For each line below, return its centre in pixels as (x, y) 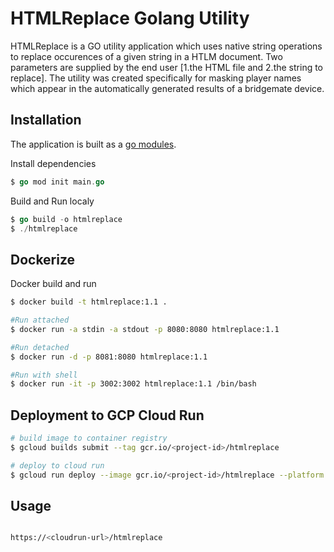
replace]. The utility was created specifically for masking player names (156, 78)
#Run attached (40, 320)
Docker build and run (53, 284)
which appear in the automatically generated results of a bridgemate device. (167, 88)
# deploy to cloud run (57, 465)
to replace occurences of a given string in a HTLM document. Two (146, 56)
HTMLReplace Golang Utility (130, 18)
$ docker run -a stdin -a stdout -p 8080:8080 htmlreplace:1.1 (145, 329)
